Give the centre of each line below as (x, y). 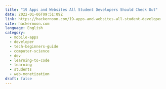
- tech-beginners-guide (34, 46)
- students (21, 70)
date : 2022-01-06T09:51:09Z (34, 14)
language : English (24, 28)
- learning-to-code (30, 60)
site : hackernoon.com (27, 23)
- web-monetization (30, 74)
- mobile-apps (24, 38)
